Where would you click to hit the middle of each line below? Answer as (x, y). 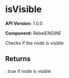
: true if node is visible (28, 71)
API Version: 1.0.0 (24, 23)
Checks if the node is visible (34, 43)
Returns (18, 59)
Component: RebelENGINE (33, 33)
